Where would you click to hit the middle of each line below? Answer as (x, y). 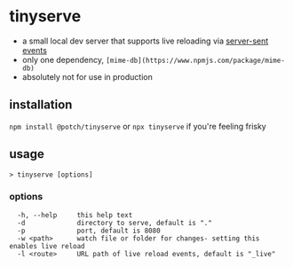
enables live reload (48, 246)
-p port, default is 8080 (89, 231)
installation (41, 105)
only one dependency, (63, 59)
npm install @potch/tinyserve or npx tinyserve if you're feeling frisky (138, 126)
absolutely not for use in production (87, 76)
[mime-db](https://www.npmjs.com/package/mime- (196, 60)
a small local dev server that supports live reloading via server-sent (145, 41)
